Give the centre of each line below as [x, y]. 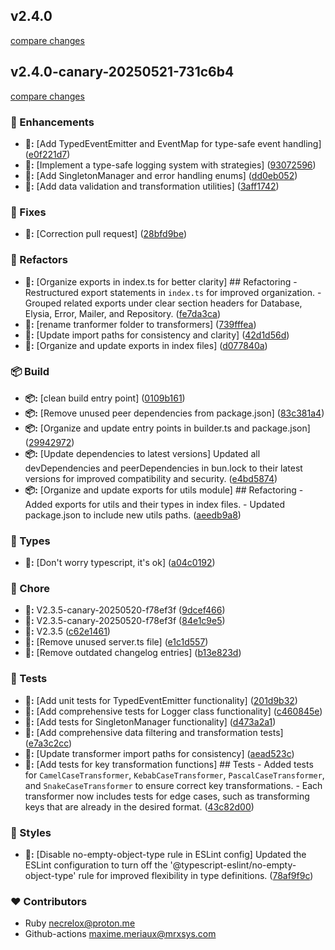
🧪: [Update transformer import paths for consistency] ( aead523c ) [159, 753]
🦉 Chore [30, 589]
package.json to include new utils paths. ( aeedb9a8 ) [133, 515]
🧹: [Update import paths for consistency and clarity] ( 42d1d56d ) [157, 335]
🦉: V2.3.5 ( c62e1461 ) [67, 631]
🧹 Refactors [39, 260]
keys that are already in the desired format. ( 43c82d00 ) [139, 806]
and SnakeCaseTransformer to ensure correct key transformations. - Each [173, 785]
